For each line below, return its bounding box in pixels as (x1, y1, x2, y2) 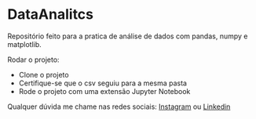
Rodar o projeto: (7, 55, 60, 64)
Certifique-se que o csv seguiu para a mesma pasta (18, 78, 188, 88)
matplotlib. (7, 39, 42, 49)
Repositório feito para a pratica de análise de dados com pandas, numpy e (7, 31, 248, 41)
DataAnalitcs (7, 5, 94, 23)
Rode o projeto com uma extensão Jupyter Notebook (18, 86, 191, 96)
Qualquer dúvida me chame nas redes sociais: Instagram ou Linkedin (7, 102, 231, 111)
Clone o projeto (18, 70, 69, 79)
